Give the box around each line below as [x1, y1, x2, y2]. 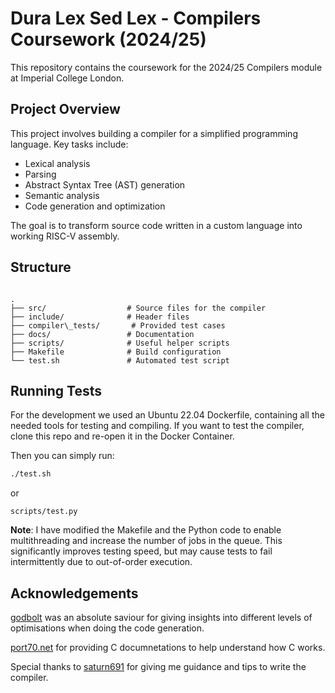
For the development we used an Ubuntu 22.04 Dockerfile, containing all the [10, 409, 325, 421]
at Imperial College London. [10, 72, 125, 84]
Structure [10, 259, 72, 276]
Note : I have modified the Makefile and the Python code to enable [10, 524, 282, 536]
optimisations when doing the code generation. [10, 622, 205, 634]
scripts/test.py [10, 507, 78, 517]
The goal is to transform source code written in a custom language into [10, 219, 303, 231]
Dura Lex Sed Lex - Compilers [10, 7, 262, 30]
